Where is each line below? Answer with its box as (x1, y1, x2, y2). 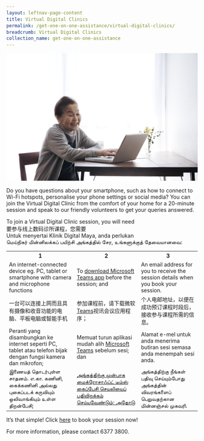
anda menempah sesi (140, 350, 195, 357)
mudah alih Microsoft (76, 340, 129, 347)
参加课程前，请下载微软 (76, 299, 135, 307)
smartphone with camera (8, 273, 72, 281)
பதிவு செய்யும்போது (140, 375, 185, 382)
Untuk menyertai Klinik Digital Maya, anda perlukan (6, 231, 134, 239)
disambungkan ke (8, 334, 53, 341)
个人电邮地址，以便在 (140, 295, 194, 303)
